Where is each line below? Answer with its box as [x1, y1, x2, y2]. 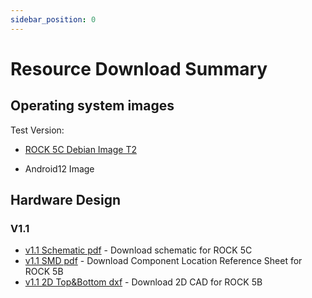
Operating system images [10, 97, 175, 115]
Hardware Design [10, 192, 122, 209]
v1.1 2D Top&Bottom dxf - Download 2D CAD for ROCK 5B [24, 276, 263, 288]
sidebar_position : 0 [10, 14, 97, 25]
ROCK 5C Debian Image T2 [24, 143, 137, 155]
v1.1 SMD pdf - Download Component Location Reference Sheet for [24, 255, 303, 267]
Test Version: [10, 124, 65, 136]
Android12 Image [24, 162, 95, 175]
